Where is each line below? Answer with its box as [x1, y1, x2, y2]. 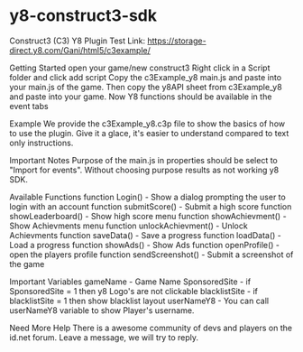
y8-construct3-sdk [9, 5, 158, 26]
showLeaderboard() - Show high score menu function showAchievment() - [9, 210, 287, 221]
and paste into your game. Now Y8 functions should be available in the [9, 91, 272, 102]
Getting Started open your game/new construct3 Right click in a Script [9, 62, 271, 73]
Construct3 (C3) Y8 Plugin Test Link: [9, 35, 146, 46]
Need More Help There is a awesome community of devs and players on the [9, 322, 293, 333]
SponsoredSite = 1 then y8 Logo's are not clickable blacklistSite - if [9, 285, 259, 296]
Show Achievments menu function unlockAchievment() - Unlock [9, 220, 248, 231]
